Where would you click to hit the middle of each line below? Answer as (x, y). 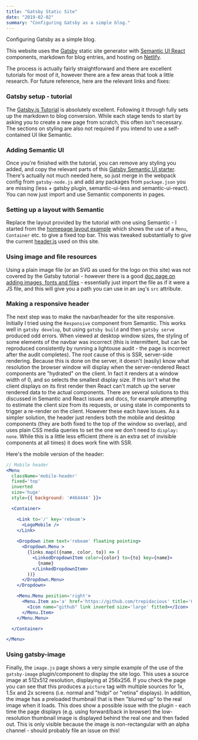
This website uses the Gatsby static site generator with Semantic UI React (96, 51)
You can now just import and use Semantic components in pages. (86, 194)
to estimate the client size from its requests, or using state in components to (98, 405)
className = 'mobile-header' (44, 476)
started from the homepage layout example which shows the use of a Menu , (97, 229)
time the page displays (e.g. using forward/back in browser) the (83, 712)
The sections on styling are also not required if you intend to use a (86, 128)
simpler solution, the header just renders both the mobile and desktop (91, 417)
